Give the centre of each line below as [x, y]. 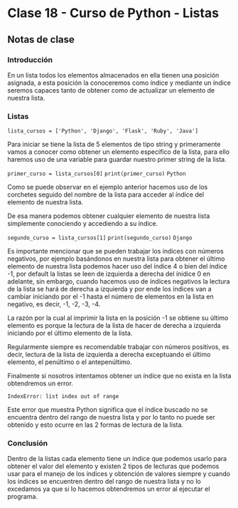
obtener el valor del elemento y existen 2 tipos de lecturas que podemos [113, 466]
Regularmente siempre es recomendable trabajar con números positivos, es [118, 347]
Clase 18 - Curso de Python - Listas [113, 13]
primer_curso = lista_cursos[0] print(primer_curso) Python [97, 174]
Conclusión [28, 443]
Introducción [30, 60]
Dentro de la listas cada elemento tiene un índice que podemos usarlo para [117, 459]
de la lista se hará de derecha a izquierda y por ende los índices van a [109, 289]
